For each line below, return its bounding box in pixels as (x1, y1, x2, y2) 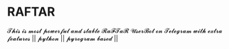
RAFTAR (7, 4, 56, 20)
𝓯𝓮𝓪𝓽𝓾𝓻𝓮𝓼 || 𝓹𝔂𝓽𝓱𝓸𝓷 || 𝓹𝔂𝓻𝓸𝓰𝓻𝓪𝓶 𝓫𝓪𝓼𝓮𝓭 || (7, 34, 118, 42)
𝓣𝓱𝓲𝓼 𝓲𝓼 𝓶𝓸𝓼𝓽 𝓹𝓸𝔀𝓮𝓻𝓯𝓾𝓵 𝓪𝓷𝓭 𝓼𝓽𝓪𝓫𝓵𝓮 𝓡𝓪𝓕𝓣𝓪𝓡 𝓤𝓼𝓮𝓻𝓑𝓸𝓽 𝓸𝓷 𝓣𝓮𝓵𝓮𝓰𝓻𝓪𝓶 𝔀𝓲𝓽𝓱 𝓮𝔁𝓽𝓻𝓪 (7, 27, 223, 35)
